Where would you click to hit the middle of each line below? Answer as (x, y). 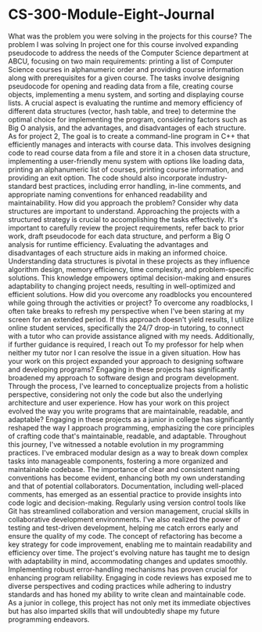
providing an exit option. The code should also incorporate (102, 177)
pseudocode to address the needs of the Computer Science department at (128, 53)
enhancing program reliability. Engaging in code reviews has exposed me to (130, 577)
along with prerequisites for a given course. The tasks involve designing (124, 78)
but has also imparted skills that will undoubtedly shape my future (114, 611)
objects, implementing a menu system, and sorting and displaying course (126, 94)
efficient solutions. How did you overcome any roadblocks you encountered (130, 294)
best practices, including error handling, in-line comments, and (140, 186)
